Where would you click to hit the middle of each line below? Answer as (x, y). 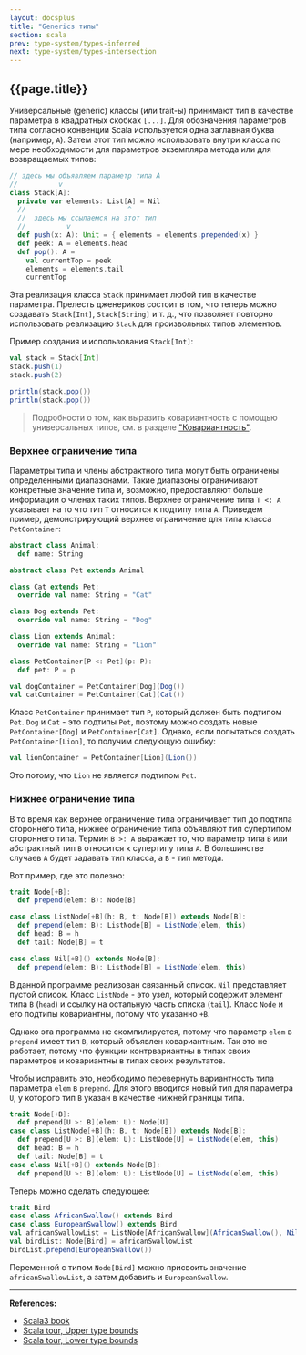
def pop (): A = (46, 251)
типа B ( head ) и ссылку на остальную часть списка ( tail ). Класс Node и (147, 1004)
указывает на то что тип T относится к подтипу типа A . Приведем (136, 509)
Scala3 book (46, 1320)
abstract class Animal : (55, 545)
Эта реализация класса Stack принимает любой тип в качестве (133, 295)
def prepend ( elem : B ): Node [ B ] (77, 900)
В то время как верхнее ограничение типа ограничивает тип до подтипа (151, 819)
